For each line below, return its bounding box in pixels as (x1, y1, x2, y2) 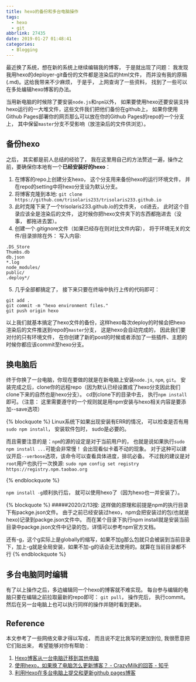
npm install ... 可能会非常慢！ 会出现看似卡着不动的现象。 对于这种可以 (6, 445, 182, 452)
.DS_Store (6, 244, 30, 250)
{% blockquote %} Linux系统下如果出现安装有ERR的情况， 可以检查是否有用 (6, 418, 189, 425)
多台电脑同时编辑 (6, 569, 68, 579)
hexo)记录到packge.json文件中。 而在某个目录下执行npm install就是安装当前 (6, 516, 190, 523)
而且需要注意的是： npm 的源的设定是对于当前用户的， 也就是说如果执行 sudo (6, 438, 185, 445)
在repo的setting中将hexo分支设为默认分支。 (14, 183, 121, 190)
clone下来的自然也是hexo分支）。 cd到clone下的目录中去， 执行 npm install (6, 391, 187, 398)
